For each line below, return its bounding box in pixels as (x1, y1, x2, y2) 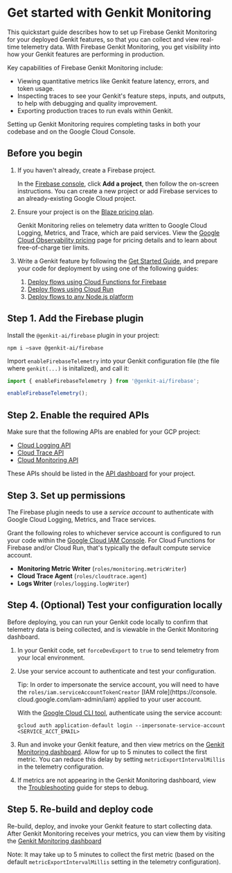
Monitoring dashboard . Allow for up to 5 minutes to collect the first (17, 747, 208, 756)
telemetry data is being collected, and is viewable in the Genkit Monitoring (7, 625, 219, 633)
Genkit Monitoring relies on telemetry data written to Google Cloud (17, 221, 208, 229)
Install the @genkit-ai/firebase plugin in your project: (7, 331, 160, 339)
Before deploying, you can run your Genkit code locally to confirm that (7, 617, 208, 626)
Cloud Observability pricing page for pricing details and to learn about (17, 236, 217, 244)
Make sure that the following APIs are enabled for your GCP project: (7, 427, 201, 436)
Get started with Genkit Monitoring (7, 5, 212, 21)
